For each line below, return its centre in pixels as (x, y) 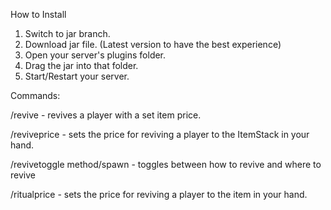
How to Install (38, 14)
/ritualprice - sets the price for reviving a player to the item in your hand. (159, 194)
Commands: (35, 95)
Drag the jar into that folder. (81, 65)
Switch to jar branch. (67, 33)
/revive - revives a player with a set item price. (106, 115)
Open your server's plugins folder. (95, 55)
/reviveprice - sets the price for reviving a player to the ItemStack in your (160, 134)
